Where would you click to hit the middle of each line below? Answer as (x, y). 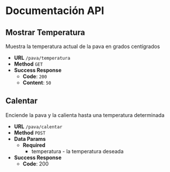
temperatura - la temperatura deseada (77, 151)
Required (34, 145)
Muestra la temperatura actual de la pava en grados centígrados (83, 46)
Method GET (28, 64)
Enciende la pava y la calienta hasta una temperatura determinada (85, 115)
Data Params (30, 139)
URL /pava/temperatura (42, 58)
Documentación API (55, 11)
